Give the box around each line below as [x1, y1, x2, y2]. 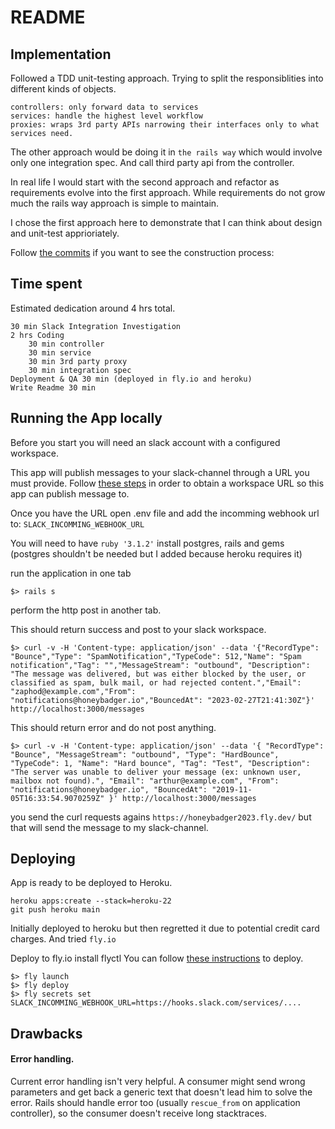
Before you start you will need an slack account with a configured [10, 436, 281, 448]
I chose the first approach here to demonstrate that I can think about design [10, 217, 323, 228]
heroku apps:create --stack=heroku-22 [10, 896, 172, 906]
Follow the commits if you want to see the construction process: [10, 247, 275, 258]
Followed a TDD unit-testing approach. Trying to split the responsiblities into [10, 72, 324, 84]
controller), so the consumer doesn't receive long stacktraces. [10, 1107, 268, 1120]
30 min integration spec [28, 365, 132, 375]
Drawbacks [10, 1025, 83, 1042]
